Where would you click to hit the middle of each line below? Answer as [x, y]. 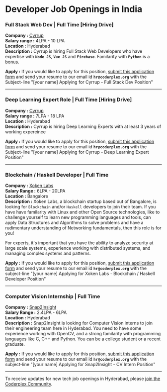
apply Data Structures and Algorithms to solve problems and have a [74, 223]
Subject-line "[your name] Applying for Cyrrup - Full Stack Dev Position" [79, 82]
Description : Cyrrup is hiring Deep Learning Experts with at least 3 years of [83, 126]
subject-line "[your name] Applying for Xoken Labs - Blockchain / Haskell [80, 274]
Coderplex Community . [29, 384]
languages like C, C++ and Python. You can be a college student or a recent [83, 339]
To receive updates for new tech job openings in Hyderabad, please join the [83, 379]
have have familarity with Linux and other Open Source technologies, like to [83, 212]
